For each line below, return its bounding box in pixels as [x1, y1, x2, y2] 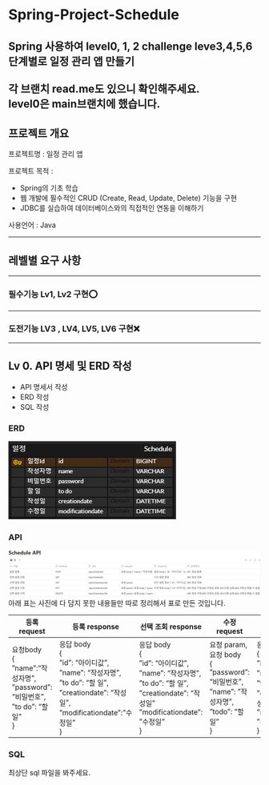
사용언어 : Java [8, 220, 56, 230]
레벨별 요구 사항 [8, 254, 82, 267]
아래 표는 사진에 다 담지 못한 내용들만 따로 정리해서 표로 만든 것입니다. [8, 598, 226, 607]
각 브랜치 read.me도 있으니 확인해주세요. [8, 82, 200, 95]
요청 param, [209, 640, 248, 649]
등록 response [71, 622, 120, 631]
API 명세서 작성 [19, 382, 68, 391]
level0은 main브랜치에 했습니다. [8, 97, 161, 110]
